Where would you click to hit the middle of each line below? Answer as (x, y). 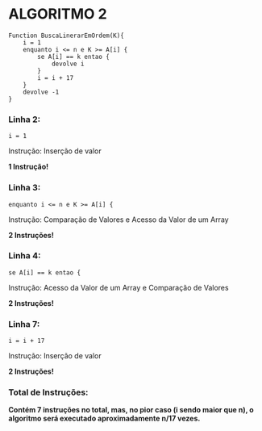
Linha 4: (25, 256)
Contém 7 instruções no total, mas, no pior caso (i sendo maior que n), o (131, 410)
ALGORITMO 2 (58, 14)
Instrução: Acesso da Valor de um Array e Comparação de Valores (119, 287)
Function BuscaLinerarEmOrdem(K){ (67, 36)
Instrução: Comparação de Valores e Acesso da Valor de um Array (119, 220)
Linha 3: (25, 188)
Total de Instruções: (48, 392)
